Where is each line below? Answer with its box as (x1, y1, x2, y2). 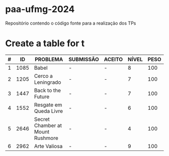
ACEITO (104, 56, 123, 63)
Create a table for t (5, 38, 85, 49)
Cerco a (34, 72, 53, 79)
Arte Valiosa (34, 142, 63, 149)
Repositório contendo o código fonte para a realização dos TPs (5, 20, 136, 26)
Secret (34, 115, 50, 122)
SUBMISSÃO (68, 56, 99, 63)
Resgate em (34, 101, 62, 108)
